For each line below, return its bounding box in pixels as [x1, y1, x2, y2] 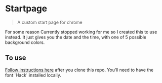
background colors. [5, 39, 45, 45]
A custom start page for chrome [17, 19, 82, 25]
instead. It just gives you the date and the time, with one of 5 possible [5, 34, 147, 40]
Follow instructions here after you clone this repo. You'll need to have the [5, 67, 154, 73]
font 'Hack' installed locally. [5, 72, 62, 78]
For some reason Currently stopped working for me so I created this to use [5, 29, 157, 35]
